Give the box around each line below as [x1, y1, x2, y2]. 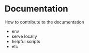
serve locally [11, 33, 37, 39]
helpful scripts [11, 38, 41, 44]
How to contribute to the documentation [4, 19, 84, 25]
